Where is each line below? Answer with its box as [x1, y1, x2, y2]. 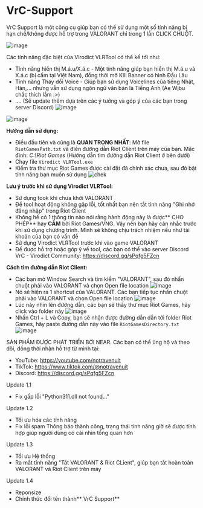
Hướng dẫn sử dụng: [6, 127, 59, 134]
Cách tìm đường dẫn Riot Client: [6, 263, 88, 271]
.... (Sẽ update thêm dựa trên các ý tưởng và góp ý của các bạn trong [14, 97, 187, 104]
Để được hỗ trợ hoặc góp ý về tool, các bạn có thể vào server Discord [14, 245, 189, 252]
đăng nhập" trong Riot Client [14, 207, 86, 214]
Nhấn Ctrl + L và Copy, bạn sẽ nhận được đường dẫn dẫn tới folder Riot [14, 313, 192, 321]
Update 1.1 [6, 381, 32, 388]
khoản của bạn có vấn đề [14, 233, 79, 240]
